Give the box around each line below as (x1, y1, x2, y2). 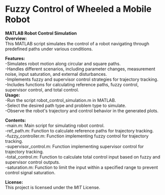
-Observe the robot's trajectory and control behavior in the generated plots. (5, 107, 159, 114)
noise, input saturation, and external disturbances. (5, 71, 107, 77)
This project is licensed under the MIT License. (5, 184, 100, 190)
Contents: (5, 117, 26, 123)
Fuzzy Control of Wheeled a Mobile (5, 3, 152, 15)
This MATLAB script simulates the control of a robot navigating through (5, 40, 149, 46)
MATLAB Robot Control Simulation (5, 30, 77, 36)
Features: (5, 55, 26, 61)
